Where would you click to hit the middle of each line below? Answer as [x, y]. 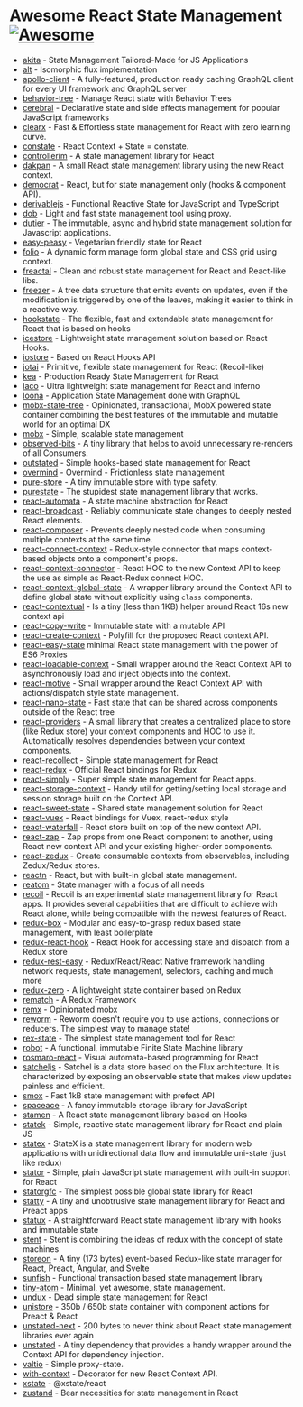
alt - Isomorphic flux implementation [90, 69]
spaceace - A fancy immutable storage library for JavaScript [135, 1105]
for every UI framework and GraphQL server [105, 88]
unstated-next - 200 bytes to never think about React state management [157, 1325]
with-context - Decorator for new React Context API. [120, 1374]
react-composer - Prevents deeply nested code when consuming [144, 530]
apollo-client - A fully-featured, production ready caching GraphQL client [158, 79]
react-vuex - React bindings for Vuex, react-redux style [125, 817]
